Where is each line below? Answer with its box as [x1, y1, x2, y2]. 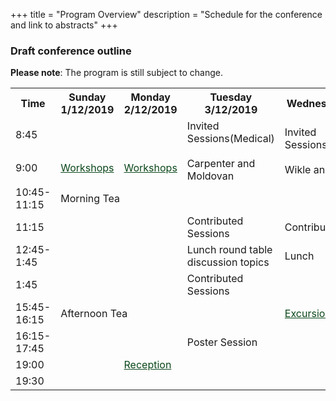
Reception [123, 358, 172, 372]
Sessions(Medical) [186, 132, 275, 146]
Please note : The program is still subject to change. [10, 67, 223, 79]
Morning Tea [60, 192, 120, 206]
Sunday [68, 90, 107, 104]
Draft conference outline [10, 44, 132, 58]
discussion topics [186, 255, 270, 269]
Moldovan [186, 169, 235, 183]
